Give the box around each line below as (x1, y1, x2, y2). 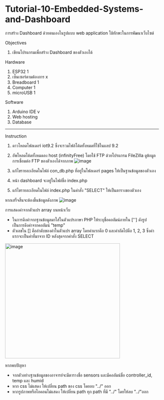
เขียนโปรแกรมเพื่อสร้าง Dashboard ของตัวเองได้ (12, 49, 93, 55)
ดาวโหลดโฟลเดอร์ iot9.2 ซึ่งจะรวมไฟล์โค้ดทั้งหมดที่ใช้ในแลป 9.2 (12, 142, 119, 148)
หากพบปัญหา (5, 362, 26, 368)
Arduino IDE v (12, 109, 40, 115)
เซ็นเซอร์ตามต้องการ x (12, 73, 48, 79)
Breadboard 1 (12, 79, 39, 85)
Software (5, 99, 23, 105)
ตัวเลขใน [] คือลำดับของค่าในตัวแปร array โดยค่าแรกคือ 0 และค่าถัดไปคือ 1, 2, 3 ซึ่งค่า (12, 228, 155, 234)
